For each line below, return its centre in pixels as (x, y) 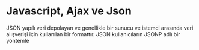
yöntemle (18, 40)
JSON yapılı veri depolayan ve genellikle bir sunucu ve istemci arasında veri (100, 28)
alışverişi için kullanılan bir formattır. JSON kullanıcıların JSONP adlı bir (93, 34)
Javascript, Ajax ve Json (69, 11)
